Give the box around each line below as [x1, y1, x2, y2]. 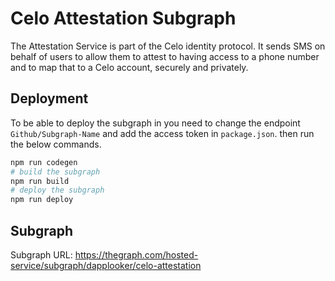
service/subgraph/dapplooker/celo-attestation [10, 259, 202, 271]
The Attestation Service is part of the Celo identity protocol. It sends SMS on [10, 40, 326, 52]
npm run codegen [10, 157, 78, 167]
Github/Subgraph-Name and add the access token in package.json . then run [10, 127, 315, 139]
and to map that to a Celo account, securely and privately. [10, 61, 249, 73]
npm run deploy [10, 195, 74, 205]
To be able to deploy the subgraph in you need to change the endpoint [10, 117, 301, 129]
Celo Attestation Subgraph [10, 7, 237, 30]
